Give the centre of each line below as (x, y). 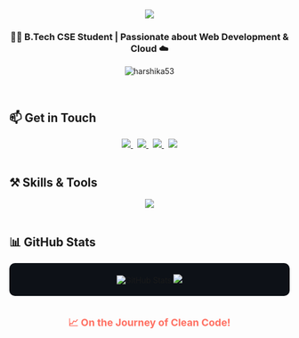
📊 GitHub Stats (53, 242)
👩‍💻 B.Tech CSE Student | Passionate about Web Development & (149, 37)
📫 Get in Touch (53, 117)
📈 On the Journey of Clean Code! (149, 322)
